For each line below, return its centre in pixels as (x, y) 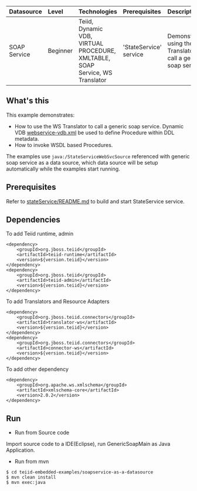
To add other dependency (38, 369)
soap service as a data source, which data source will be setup (82, 162)
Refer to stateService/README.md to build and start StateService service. (95, 201)
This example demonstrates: (40, 115)
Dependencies (33, 220)
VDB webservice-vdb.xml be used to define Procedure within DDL (94, 132)
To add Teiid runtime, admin (40, 234)
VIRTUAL (91, 43)
